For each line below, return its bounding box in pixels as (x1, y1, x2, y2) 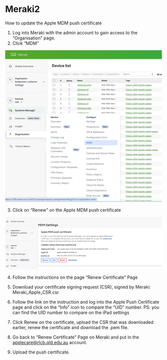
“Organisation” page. (12, 35, 56, 41)
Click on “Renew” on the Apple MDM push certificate (12, 207, 121, 213)
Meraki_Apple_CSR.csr (12, 289, 59, 295)
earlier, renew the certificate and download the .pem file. (12, 324, 129, 330)
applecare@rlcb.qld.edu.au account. (12, 339, 87, 345)
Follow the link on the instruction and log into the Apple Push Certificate (12, 299, 160, 305)
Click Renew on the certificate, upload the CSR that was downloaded (12, 319, 154, 325)
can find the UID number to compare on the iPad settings (12, 309, 130, 315)
